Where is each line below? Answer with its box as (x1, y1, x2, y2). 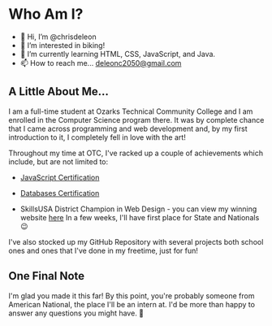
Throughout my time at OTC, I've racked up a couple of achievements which (8, 148, 264, 158)
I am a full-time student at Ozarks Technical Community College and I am (8, 106, 253, 116)
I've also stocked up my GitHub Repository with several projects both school (8, 237, 264, 246)
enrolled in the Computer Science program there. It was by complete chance (8, 115, 265, 124)
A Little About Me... (8, 85, 110, 98)
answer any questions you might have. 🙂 (8, 308, 145, 318)
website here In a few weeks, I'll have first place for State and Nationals (19, 212, 260, 222)
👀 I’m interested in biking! (19, 40, 106, 50)
